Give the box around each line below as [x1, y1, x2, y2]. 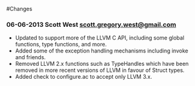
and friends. [15, 54, 46, 61]
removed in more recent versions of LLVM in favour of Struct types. [15, 66, 185, 74]
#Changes [6, 5, 32, 12]
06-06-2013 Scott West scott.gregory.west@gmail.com [6, 20, 177, 29]
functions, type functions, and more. [15, 41, 107, 48]
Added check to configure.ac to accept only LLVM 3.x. [15, 73, 152, 81]
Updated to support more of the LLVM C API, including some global [15, 34, 185, 41]
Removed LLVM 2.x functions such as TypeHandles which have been [15, 60, 189, 68]
